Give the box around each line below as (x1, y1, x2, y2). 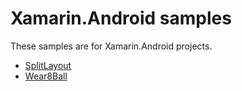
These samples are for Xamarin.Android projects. (10, 40, 213, 52)
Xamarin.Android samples (10, 7, 232, 30)
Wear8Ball (24, 70, 68, 82)
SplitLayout (24, 59, 72, 71)
